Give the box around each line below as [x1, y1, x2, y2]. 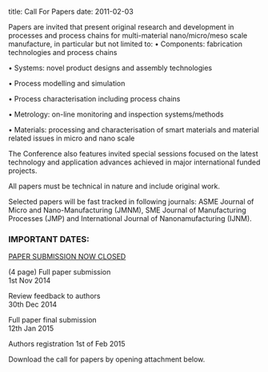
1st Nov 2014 [8, 275, 51, 286]
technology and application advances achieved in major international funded [8, 157, 261, 167]
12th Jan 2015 [8, 323, 54, 334]
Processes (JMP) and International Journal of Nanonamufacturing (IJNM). [8, 214, 252, 223]
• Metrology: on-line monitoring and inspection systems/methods [8, 109, 224, 119]
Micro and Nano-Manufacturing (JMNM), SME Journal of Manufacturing [8, 205, 246, 215]
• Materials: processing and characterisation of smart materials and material [8, 125, 260, 134]
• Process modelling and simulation [8, 79, 126, 88]
